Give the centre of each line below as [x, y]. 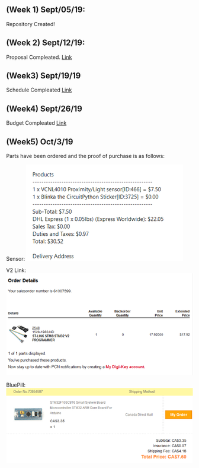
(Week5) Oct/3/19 [40, 142]
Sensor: [16, 259]
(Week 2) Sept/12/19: [46, 43]
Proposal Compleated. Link [39, 57]
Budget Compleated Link [36, 123]
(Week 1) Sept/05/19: [46, 10]
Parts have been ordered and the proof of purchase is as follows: [85, 156]
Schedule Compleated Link [39, 90]
